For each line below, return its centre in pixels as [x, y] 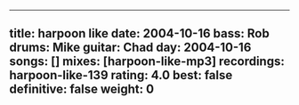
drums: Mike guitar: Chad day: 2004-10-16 [130, 48]
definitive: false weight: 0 [81, 89]
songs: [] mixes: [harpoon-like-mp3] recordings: [147, 62]
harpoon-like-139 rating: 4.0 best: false [121, 75]
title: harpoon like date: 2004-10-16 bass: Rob [139, 33]
